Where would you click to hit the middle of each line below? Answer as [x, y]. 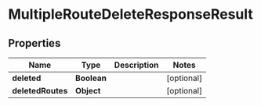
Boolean [91, 78]
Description [136, 65]
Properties [34, 43]
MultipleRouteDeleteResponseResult [130, 14]
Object [88, 91]
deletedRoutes [40, 91]
